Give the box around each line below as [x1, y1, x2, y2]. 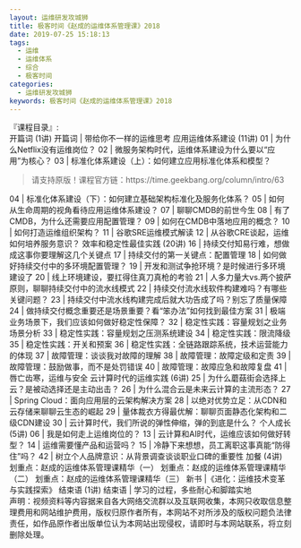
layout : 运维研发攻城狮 [9, 13, 89, 22]
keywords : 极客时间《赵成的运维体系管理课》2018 [9, 96, 173, 106]
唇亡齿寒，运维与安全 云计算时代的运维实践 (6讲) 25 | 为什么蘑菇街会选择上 [9, 372, 287, 383]
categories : [9, 80, 54, 89]
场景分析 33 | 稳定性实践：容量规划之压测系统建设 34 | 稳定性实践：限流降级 [9, 328, 291, 338]
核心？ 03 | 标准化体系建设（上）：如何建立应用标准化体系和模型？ [28, 156, 271, 167]
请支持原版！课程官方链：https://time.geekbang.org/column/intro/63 [30, 175, 285, 185]
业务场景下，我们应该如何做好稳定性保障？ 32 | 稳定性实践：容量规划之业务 [9, 317, 288, 328]
